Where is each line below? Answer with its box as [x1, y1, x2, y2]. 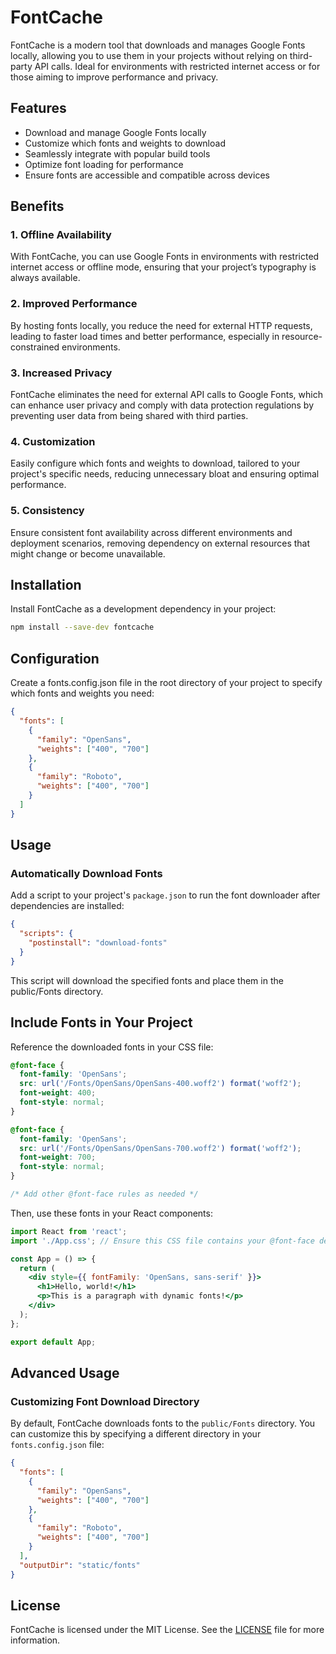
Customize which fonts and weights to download [24, 137, 226, 149]
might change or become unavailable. [10, 547, 166, 560]
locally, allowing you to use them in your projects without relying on [10, 49, 288, 61]
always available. [10, 272, 81, 284]
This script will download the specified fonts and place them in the [10, 974, 284, 986]
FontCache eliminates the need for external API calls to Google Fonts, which [10, 389, 323, 401]
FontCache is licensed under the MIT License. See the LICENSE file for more [10, 1624, 325, 1636]
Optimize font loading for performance [24, 158, 184, 170]
